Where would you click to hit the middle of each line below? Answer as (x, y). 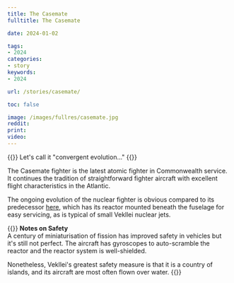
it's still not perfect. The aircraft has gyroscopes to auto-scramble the (109, 243)
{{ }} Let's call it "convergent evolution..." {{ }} (72, 157)
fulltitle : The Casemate (44, 21)
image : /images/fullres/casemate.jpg (63, 117)
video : (17, 137)
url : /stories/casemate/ (44, 92)
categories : (25, 59)
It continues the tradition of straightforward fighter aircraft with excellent (112, 178)
